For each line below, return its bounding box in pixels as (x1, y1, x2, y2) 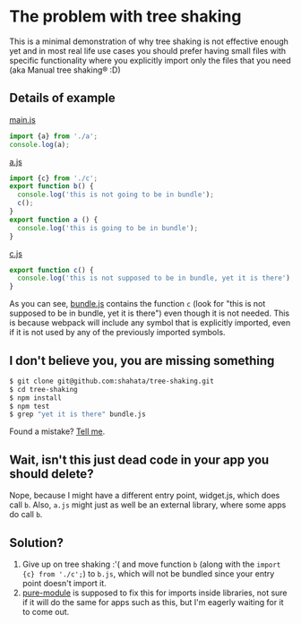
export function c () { (9, 265, 94, 274)
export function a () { (9, 215, 99, 224)
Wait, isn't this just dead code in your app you (9, 452, 270, 467)
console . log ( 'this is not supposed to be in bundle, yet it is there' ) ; (17, 273, 295, 283)
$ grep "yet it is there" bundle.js (9, 410, 146, 419)
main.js (9, 114, 36, 125)
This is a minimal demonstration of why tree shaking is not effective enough (9, 36, 289, 47)
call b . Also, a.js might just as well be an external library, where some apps (9, 499, 287, 510)
